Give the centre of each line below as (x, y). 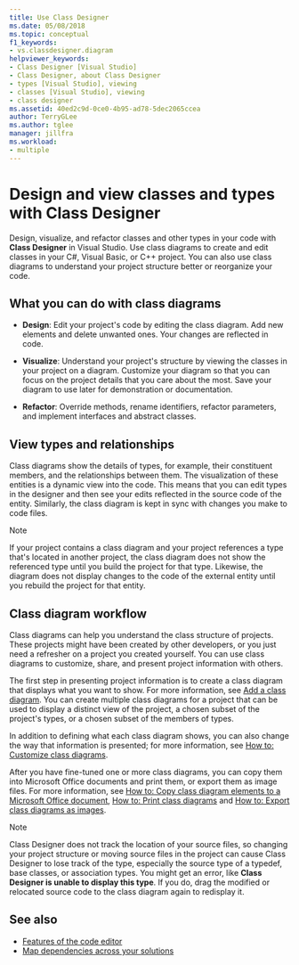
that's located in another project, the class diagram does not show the (137, 557)
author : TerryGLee (43, 117)
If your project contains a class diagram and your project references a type (146, 548)
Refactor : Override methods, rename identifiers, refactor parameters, (149, 407)
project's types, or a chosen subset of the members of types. (121, 719)
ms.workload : (33, 142)
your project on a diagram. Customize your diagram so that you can (146, 371)
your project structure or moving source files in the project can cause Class (148, 854)
